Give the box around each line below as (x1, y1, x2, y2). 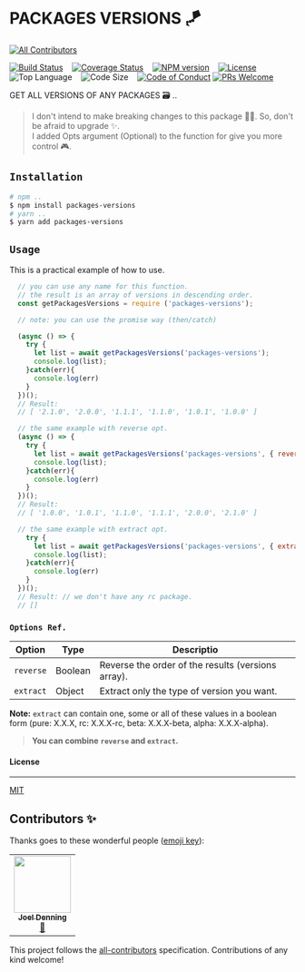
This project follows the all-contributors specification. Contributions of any (9, 945, 289, 955)
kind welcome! (9, 955, 64, 965)
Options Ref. (9, 622, 67, 633)
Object (55, 684, 84, 697)
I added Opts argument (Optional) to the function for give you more (31, 130, 283, 142)
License (9, 756, 41, 767)
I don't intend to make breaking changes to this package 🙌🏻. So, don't (31, 111, 293, 122)
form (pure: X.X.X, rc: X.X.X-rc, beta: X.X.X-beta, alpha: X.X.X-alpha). (9, 717, 270, 728)
